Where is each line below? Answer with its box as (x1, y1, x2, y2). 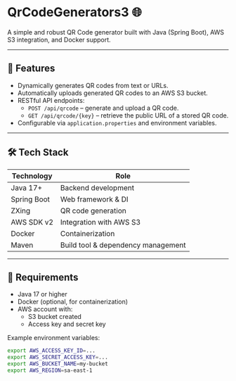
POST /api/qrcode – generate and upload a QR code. (27, 104, 179, 112)
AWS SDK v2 (11, 217, 54, 227)
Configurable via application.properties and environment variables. (17, 118, 217, 127)
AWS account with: (17, 305, 73, 313)
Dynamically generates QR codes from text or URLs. (17, 81, 169, 89)
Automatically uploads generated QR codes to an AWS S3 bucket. (17, 89, 209, 97)
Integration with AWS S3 (60, 217, 141, 227)
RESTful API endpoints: (17, 96, 85, 104)
